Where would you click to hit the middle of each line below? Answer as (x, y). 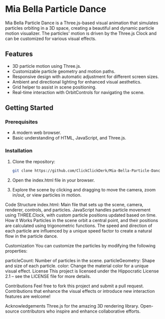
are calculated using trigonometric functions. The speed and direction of (79, 226)
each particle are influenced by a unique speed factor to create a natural (79, 230)
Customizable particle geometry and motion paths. (64, 71)
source (12, 311)
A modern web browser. (37, 133)
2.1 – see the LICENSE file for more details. (48, 276)
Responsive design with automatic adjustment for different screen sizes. (85, 76)
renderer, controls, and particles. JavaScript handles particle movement (78, 210)
